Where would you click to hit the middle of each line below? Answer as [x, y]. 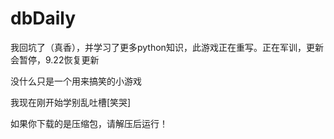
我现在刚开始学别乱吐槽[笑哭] [71, 102]
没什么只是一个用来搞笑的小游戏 [76, 81]
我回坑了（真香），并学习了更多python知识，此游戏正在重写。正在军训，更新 [167, 47]
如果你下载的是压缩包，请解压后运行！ [89, 123]
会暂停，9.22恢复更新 [55, 59]
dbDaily [43, 18]
